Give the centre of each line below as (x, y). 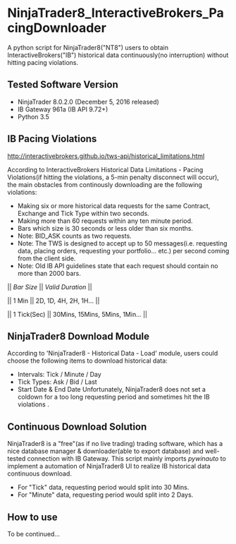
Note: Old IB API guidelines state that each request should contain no (118, 265)
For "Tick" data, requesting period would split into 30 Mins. (103, 488)
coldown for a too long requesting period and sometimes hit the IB (113, 397)
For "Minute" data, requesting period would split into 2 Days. (105, 495)
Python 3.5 (33, 116)
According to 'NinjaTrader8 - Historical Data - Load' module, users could (113, 353)
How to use (32, 517)
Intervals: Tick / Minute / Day (60, 375)
